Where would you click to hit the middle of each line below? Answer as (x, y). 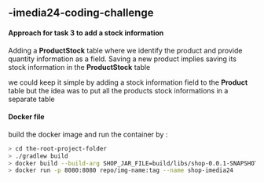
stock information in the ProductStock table (79, 67)
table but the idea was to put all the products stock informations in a (118, 90)
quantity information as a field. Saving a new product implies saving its (123, 59)
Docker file (26, 117)
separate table (31, 99)
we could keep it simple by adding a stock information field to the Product (128, 82)
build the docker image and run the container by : (88, 134)
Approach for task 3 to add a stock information (86, 33)
